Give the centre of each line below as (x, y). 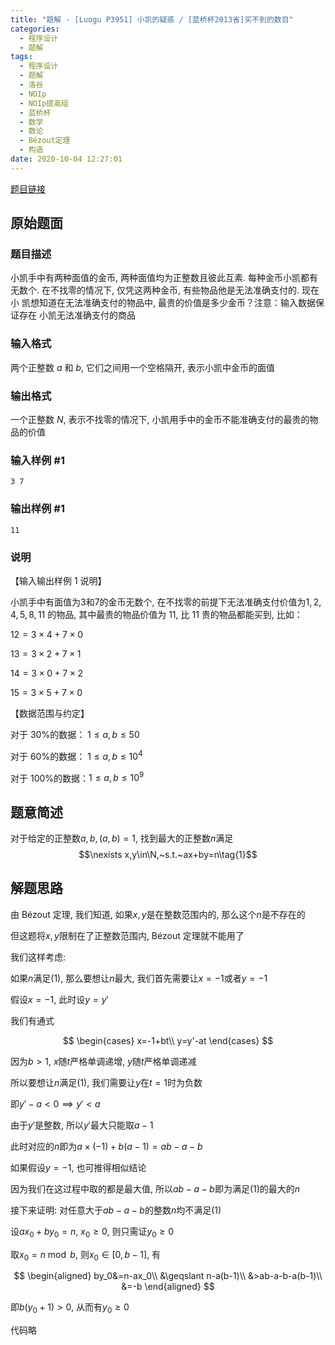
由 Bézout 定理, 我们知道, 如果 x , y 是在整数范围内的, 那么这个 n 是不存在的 (158, 914)
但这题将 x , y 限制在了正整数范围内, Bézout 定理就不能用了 (127, 935)
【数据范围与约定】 (50, 713)
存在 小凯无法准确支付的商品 (77, 315)
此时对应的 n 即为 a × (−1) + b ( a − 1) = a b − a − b (106, 1146)
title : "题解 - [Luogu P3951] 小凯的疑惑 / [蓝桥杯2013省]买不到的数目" (152, 19)
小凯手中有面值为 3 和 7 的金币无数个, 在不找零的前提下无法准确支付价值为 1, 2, (166, 602)
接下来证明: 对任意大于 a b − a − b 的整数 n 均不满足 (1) (116, 1210)
